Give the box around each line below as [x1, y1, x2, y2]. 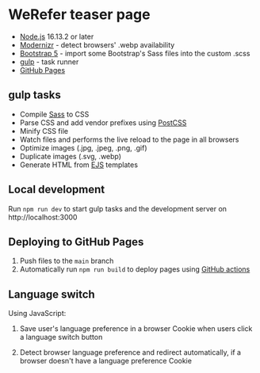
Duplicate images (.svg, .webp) [19, 151, 121, 161]
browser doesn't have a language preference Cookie [19, 356, 193, 366]
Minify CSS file [19, 126, 69, 135]
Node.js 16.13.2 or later [19, 32, 94, 41]
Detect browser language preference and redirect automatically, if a [19, 348, 242, 357]
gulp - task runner [19, 57, 79, 67]
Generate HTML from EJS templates [19, 160, 139, 169]
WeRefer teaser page [8, 6, 151, 24]
